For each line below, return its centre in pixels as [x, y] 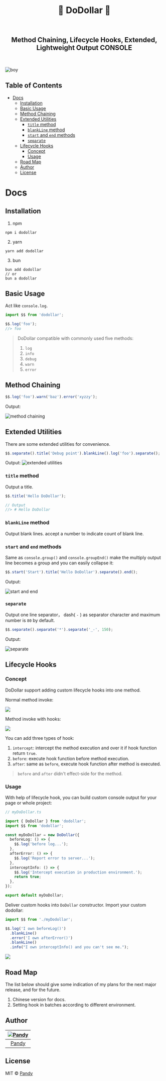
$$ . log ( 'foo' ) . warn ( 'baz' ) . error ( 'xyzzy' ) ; [51, 397]
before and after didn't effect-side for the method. [70, 773]
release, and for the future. [33, 990]
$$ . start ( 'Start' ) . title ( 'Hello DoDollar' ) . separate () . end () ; [71, 572]
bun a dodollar [21, 278]
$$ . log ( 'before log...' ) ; [41, 844]
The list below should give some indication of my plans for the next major [81, 984]
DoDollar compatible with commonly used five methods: [75, 338]
